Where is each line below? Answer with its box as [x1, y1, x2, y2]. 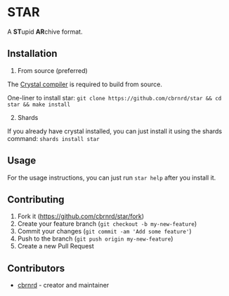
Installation [7, 48, 58, 60]
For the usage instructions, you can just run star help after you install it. [7, 173, 216, 182]
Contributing [7, 194, 65, 206]
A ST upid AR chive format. [7, 27, 83, 36]
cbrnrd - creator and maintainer [17, 281, 110, 290]
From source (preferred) [17, 66, 88, 74]
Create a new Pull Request [17, 242, 95, 250]
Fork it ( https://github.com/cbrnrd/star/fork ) [17, 212, 145, 221]
